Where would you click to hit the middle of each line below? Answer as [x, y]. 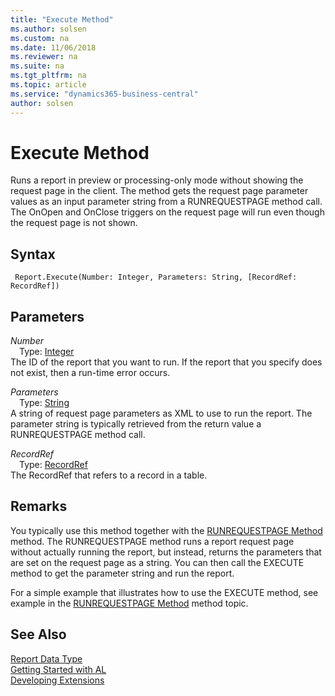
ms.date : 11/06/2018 [53, 47]
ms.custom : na [40, 38]
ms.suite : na [37, 66]
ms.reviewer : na [44, 57]
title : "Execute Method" [62, 19]
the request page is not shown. [74, 223]
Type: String [44, 403]
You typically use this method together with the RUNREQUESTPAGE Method [166, 530]
